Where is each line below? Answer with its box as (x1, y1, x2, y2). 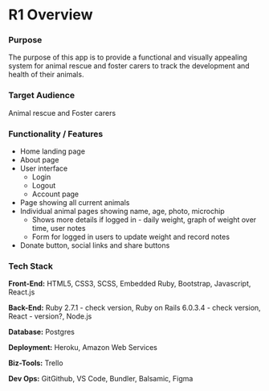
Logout (31, 181, 56, 191)
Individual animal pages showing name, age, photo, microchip (19, 207, 225, 216)
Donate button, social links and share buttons (19, 241, 170, 250)
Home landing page (19, 146, 86, 156)
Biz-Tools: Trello (8, 358, 63, 368)
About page (19, 155, 59, 165)
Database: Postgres (8, 327, 75, 337)
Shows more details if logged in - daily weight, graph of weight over (31, 215, 257, 224)
